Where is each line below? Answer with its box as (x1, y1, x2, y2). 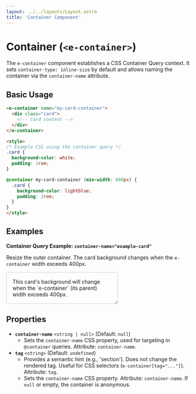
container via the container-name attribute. (6, 72, 110, 79)
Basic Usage (6, 89, 54, 100)
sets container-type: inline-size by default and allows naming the (6, 66, 173, 73)
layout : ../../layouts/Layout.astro (6, 8, 97, 15)
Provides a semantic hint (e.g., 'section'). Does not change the (23, 355, 177, 362)
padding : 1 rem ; (11, 160, 49, 167)
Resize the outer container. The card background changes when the (6, 254, 173, 261)
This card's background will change (13, 278, 100, 285)
